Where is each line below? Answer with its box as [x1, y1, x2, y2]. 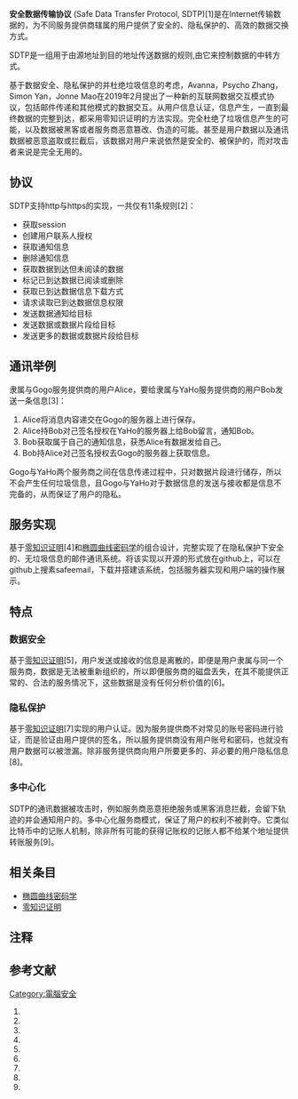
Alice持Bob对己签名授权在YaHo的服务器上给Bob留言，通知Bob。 [21, 425, 259, 436]
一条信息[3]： [16, 395, 67, 405]
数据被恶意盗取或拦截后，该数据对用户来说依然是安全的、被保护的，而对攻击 [9, 135, 289, 146]
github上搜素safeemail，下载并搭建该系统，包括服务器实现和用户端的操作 [9, 565, 278, 575]
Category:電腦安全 [9, 988, 77, 999]
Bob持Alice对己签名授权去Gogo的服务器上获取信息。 [21, 447, 216, 458]
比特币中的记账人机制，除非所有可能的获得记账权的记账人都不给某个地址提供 [9, 825, 289, 836]
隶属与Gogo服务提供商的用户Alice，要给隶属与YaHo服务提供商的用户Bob [9, 384, 276, 395]
